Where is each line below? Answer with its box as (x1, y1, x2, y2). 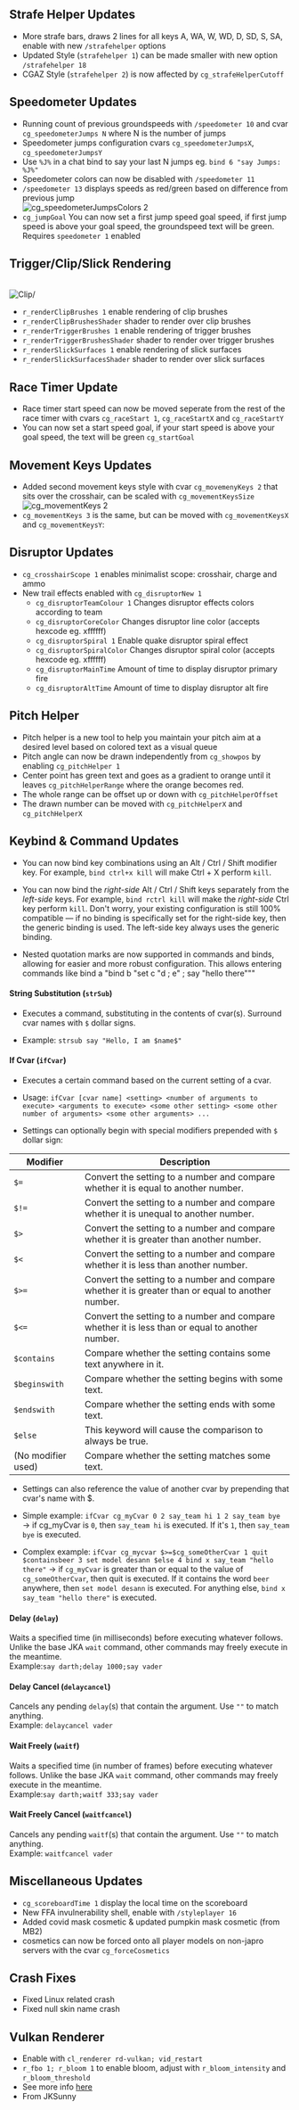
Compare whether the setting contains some (84, 1347, 271, 1359)
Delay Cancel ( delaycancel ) (9, 1681, 111, 1692)
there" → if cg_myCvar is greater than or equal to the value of (21, 1563, 244, 1574)
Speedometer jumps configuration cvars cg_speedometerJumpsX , (21, 137, 255, 148)
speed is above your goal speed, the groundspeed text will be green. (21, 220, 275, 231)
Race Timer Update (9, 379, 118, 395)
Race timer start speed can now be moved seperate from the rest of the (21, 403, 286, 414)
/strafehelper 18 (21, 61, 87, 70)
